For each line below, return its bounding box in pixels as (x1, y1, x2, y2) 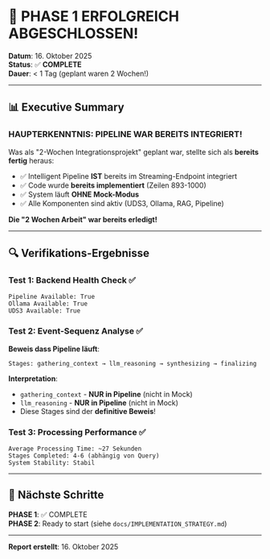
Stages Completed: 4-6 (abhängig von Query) (8, 451, 160, 460)
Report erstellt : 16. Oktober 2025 (8, 541, 119, 551)
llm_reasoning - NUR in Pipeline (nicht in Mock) (19, 398, 179, 408)
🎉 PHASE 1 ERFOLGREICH (8, 7, 179, 26)
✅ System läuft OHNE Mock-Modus (19, 189, 139, 199)
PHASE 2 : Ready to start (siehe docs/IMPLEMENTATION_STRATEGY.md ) (8, 519, 227, 528)
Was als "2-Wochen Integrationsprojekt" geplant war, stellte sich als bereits (8, 147, 260, 156)
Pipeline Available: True (8, 293, 95, 301)
